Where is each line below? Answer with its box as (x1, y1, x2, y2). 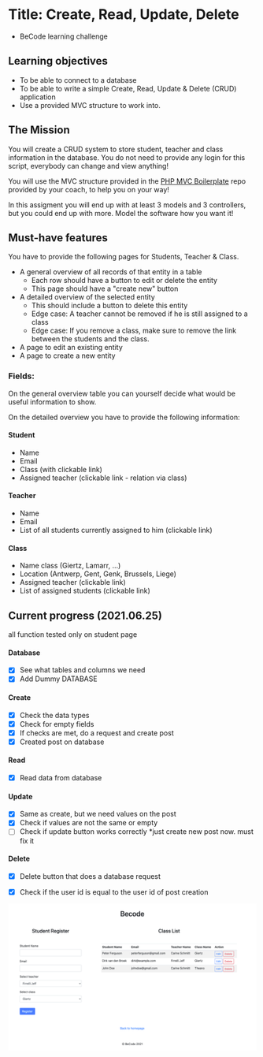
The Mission (8, 124, 70, 137)
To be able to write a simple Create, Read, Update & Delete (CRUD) (19, 84, 237, 93)
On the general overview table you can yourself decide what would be (8, 389, 236, 398)
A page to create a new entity (19, 351, 116, 360)
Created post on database (19, 737, 105, 746)
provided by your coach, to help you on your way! (8, 184, 169, 194)
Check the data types (19, 710, 90, 720)
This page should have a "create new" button (31, 284, 179, 293)
